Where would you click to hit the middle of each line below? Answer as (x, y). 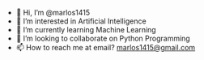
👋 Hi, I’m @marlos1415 (53, 13)
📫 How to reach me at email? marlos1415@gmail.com (106, 47)
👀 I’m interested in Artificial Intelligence (81, 21)
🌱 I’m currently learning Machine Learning (86, 30)
